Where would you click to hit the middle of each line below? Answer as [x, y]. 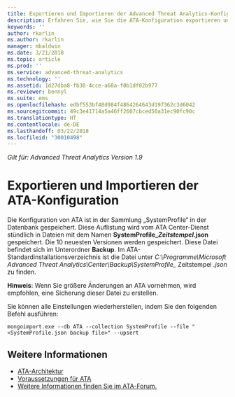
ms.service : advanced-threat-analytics [65, 72]
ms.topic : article [34, 60]
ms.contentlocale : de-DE [43, 124]
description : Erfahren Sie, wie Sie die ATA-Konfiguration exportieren [114, 20]
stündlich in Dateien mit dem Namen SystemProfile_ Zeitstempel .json [108, 235]
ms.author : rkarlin [36, 40]
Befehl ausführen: [33, 314]
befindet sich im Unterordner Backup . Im [66, 250]
